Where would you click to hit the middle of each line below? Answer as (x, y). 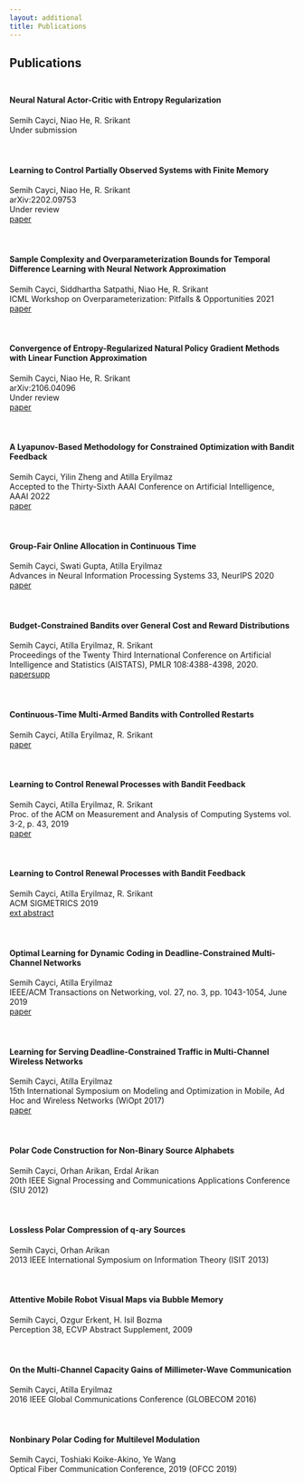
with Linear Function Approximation (78, 358)
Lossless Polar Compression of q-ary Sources (98, 1230)
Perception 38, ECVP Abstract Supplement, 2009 (101, 1329)
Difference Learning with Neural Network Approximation (118, 268)
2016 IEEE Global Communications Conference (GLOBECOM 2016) (133, 1400)
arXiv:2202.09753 (43, 200)
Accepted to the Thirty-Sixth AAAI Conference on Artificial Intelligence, (142, 486)
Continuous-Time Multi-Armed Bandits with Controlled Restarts (132, 714)
